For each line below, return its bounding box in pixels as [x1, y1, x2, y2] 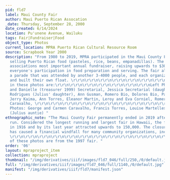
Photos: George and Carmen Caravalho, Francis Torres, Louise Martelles [10, 106, 166, 111]
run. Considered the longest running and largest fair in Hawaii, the [10, 119, 162, 125]
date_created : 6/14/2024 [5, 26, 58, 31]
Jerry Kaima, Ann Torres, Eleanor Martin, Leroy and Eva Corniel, [10, 96, 153, 101]
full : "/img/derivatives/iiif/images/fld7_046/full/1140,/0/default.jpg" [5, 162, 164, 167]
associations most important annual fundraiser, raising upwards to [10, 64, 157, 69]
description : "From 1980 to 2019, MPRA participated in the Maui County [5, 54, 162, 59]
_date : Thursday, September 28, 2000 [5, 21, 85, 27]
